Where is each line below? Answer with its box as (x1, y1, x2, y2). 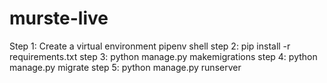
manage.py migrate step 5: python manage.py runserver (9, 61, 242, 73)
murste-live (9, 7, 109, 30)
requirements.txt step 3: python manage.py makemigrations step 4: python (9, 50, 318, 62)
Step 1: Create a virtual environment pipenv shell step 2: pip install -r (9, 40, 291, 52)
